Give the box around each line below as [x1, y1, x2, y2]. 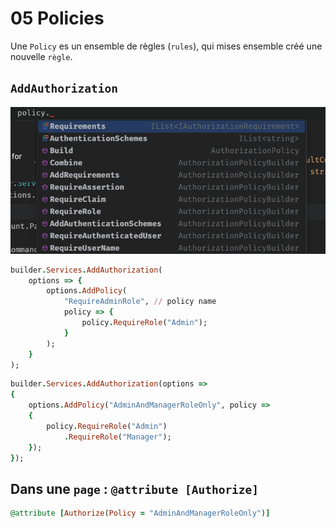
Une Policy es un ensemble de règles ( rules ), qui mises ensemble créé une [10, 40, 323, 52]
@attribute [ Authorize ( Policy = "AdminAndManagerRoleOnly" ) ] [10, 508, 271, 519]
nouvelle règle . [10, 50, 73, 62]
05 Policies [10, 7, 105, 30]
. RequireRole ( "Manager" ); [63, 432, 172, 442]
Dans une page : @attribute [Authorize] [10, 480, 260, 497]
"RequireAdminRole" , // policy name [63, 297, 217, 307]
